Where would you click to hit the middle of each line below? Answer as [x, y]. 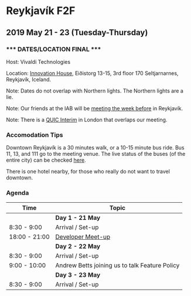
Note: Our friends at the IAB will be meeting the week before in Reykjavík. [95, 108]
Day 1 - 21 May [78, 218]
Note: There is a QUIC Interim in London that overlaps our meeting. [87, 120]
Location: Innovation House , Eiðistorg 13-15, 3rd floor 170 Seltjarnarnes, [92, 73]
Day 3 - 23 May [78, 275]
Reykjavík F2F [41, 11]
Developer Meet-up [83, 237]
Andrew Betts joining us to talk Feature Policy [117, 266]
